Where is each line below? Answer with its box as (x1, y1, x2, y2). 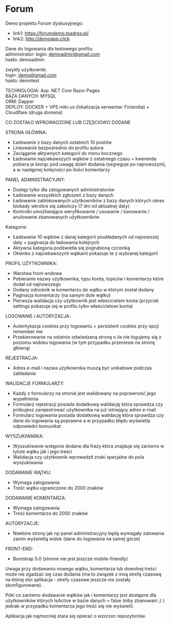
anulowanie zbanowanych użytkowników (12, 214, 100, 220)
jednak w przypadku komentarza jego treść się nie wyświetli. (5, 603, 135, 609)
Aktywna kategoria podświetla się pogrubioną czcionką (12, 245, 130, 251)
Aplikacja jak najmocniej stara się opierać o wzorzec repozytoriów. (5, 613, 146, 619)
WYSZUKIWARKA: (5, 433, 44, 439)
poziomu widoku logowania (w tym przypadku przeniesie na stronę (12, 339, 155, 345)
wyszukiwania (12, 459, 43, 465)
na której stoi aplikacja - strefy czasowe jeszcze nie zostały (5, 576, 131, 582)
